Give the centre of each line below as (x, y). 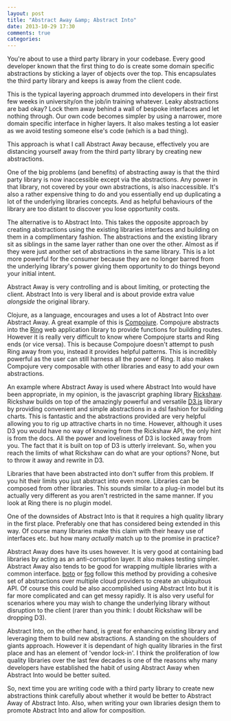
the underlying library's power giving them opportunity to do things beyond (114, 266)
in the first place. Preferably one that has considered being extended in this (114, 524)
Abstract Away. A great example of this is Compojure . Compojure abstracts (113, 322)
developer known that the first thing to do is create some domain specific (111, 66)
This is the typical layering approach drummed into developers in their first (113, 95)
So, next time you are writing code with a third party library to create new (111, 689)
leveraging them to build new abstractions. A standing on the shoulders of (112, 638)
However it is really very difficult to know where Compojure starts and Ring (113, 337)
